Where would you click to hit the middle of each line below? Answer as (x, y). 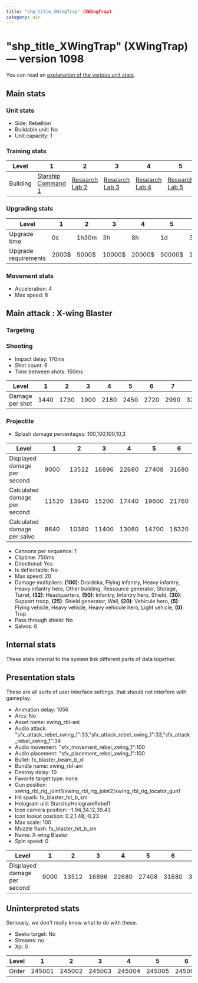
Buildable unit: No (36, 130)
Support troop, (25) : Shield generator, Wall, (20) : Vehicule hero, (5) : (97, 601)
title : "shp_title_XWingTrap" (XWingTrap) (59, 11)
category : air (24, 17)
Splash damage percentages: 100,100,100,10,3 (70, 433)
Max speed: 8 (31, 295)
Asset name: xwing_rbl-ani (47, 722)
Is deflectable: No (36, 570)
